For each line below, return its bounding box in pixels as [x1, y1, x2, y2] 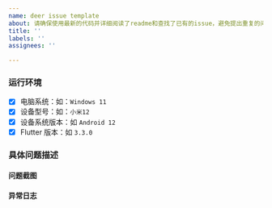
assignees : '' [8, 42, 57, 50]
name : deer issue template [8, 11, 100, 20]
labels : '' [8, 34, 45, 43]
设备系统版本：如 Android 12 [19, 117, 116, 127]
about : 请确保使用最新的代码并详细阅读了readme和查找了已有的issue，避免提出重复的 [8, 19, 261, 27]
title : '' [8, 27, 42, 35]
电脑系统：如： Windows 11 [19, 97, 107, 106]
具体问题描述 [8, 149, 59, 160]
